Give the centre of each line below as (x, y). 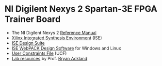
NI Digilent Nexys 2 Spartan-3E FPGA (81, 9)
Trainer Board (33, 19)
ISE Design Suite (28, 43)
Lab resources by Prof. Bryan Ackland (49, 58)
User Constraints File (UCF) (39, 53)
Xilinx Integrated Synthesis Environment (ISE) (57, 38)
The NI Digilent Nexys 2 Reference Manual (54, 33)
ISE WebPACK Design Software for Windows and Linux (66, 48)
